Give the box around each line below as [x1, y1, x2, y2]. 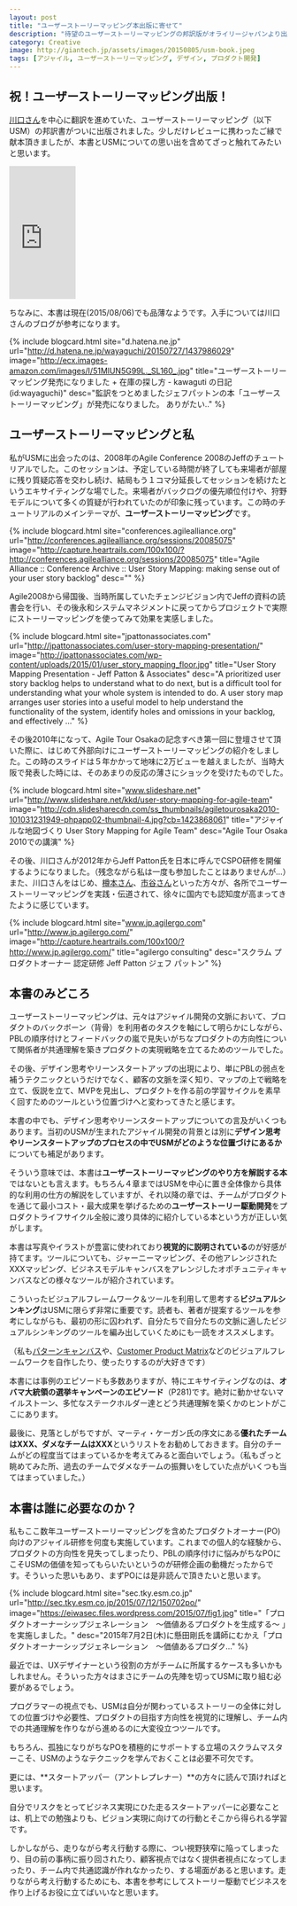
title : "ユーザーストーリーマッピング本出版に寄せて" [9, 21, 183, 30]
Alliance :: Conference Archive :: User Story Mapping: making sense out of [9, 563, 280, 574]
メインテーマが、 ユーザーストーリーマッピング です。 [63, 507, 256, 519]
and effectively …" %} [9, 715, 88, 726]
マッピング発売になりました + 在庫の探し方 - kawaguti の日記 [9, 376, 232, 387]
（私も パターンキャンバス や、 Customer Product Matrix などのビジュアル [9, 1346, 270, 1356]
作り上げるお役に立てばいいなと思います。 [9, 1887, 164, 1898]
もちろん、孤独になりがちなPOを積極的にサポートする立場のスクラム [9, 1742, 261, 1753]
